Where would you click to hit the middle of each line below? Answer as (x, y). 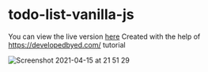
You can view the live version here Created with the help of (104, 36)
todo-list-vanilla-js (71, 15)
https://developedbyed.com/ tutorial (67, 44)
